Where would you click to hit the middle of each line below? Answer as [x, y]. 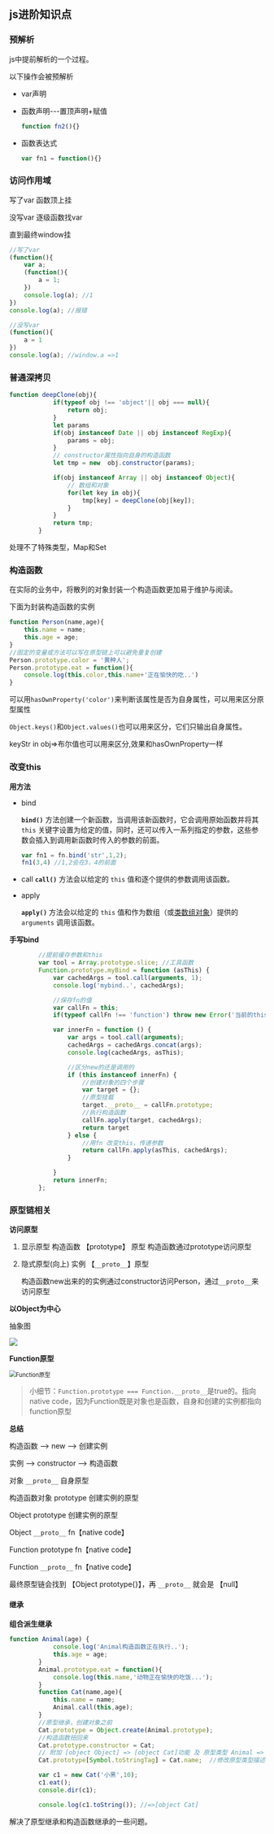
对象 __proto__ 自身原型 [49, 1481]
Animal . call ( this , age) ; [93, 1708]
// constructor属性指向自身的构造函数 [111, 455]
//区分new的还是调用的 [101, 1067]
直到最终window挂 [40, 234]
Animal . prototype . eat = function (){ [100, 1670]
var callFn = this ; [85, 1008]
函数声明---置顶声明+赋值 [64, 111]
